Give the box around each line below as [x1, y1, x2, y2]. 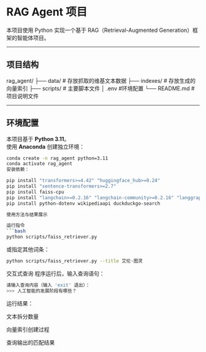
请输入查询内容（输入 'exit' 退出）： [6, 282, 90, 288]
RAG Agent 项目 [6, 5, 88, 19]
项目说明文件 [6, 92, 39, 99]
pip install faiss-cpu [6, 189, 64, 195]
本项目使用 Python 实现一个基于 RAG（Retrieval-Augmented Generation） [6, 26, 193, 34]
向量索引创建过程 [6, 326, 50, 333]
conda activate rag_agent [6, 161, 72, 167]
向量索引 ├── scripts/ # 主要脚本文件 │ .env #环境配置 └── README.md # [6, 85, 195, 92]
